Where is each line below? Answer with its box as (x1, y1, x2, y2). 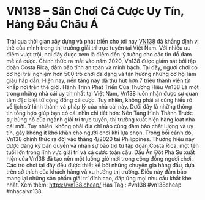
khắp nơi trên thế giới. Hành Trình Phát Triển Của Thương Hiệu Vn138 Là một (6, 83, 199, 90)
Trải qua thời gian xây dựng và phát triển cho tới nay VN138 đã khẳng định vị (6, 37, 199, 45)
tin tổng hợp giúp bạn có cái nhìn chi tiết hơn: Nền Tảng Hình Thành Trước (6, 109, 193, 117)
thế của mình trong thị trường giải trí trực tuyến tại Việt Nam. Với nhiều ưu (6, 44, 191, 52)
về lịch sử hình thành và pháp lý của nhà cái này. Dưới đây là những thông (6, 102, 192, 110)
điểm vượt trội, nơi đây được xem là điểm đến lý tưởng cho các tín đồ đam (6, 50, 192, 58)
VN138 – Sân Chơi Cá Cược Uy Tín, (6, 4, 184, 18)
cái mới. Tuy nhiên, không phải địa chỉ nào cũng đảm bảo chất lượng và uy (6, 122, 194, 129)
